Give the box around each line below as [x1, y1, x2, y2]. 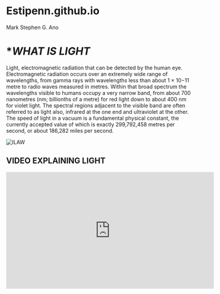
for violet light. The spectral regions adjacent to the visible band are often [6, 102, 186, 109]
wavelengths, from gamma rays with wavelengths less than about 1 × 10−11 [6, 76, 190, 84]
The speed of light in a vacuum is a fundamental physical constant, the [6, 114, 179, 122]
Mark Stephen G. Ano [6, 24, 59, 31]
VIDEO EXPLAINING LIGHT [6, 156, 106, 166]
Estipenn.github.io [6, 4, 100, 18]
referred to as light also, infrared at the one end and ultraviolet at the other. [6, 108, 189, 115]
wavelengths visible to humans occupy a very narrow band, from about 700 [6, 89, 191, 96]
